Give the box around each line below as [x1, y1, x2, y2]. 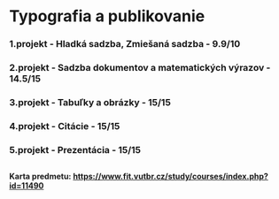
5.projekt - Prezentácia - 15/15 [9, 143, 142, 156]
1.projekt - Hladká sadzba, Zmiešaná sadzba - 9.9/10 [9, 38, 241, 50]
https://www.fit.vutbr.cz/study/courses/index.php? [73, 171, 268, 182]
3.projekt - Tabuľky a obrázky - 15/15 [9, 96, 171, 108]
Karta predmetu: [9, 171, 72, 182]
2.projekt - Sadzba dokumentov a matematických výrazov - [9, 62, 271, 74]
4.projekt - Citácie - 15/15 [9, 119, 120, 132]
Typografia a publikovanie [9, 6, 205, 27]
